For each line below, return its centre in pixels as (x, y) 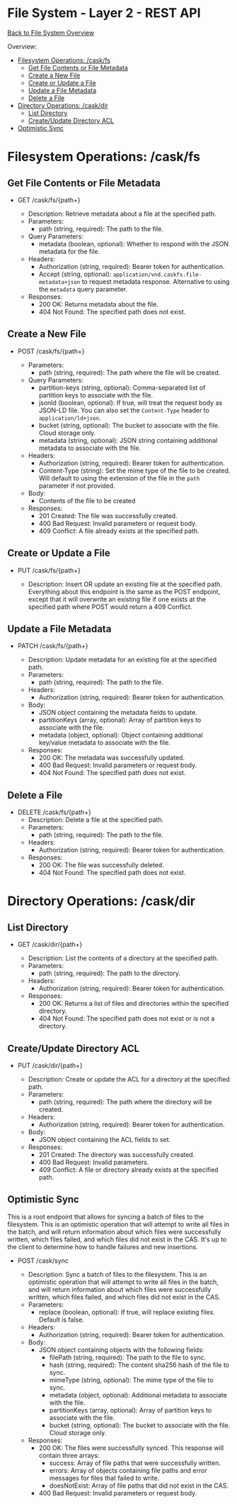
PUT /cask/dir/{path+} (50, 1065)
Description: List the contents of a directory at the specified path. (123, 958)
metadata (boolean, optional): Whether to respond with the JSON (133, 243)
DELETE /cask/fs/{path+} (54, 812)
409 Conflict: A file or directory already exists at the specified (128, 1170)
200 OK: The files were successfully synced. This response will (131, 1448)
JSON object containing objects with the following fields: (121, 1349)
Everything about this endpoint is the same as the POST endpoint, (124, 591)
